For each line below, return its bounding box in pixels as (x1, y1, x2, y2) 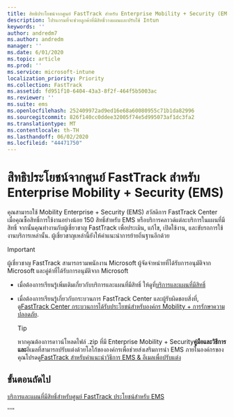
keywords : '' (7, 23, 45, 30)
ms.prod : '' (7, 62, 42, 69)
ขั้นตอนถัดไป (7, 374, 51, 386)
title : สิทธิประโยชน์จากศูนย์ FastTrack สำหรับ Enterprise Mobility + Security (7, 10, 214, 17)
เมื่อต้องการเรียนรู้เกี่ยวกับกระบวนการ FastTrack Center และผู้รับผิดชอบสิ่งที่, (17, 294, 199, 303)
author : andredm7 (7, 29, 58, 37)
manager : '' (7, 42, 42, 49)
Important (7, 245, 36, 254)
